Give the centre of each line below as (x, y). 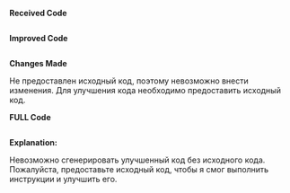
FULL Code (30, 117)
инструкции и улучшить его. (63, 179)
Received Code (38, 13)
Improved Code (39, 38)
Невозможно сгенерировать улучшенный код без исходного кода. (137, 160)
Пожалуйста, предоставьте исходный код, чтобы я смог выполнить (139, 169)
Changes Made (38, 63)
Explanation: (34, 142)
